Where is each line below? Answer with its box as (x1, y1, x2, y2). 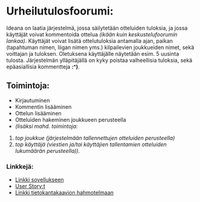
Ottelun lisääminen (15, 109, 62, 116)
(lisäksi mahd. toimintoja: (15, 123, 78, 130)
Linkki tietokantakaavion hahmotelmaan (15, 189, 114, 197)
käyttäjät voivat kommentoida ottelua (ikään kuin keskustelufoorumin (6, 30, 178, 38)
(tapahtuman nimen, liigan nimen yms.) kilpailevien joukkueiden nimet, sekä (6, 44, 195, 51)
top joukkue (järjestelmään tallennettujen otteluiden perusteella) (15, 134, 175, 141)
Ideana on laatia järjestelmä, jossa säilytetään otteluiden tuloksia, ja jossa (6, 24, 188, 32)
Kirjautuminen (15, 96, 50, 104)
